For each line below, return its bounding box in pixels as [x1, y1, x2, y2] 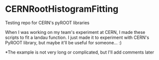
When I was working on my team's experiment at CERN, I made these [5, 29, 146, 35]
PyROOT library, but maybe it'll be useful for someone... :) [5, 39, 122, 45]
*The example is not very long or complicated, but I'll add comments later [5, 49, 155, 55]
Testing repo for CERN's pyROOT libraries [5, 20, 90, 26]
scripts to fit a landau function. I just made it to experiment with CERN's [5, 34, 150, 40]
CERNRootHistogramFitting [5, 3, 119, 15]
